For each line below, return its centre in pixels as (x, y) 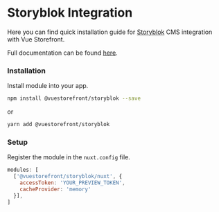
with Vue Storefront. (36, 39)
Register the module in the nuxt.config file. (69, 157)
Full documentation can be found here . (62, 53)
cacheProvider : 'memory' (55, 189)
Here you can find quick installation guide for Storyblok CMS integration (110, 32)
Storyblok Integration (70, 13)
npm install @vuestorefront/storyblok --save (74, 98)
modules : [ (23, 170)
